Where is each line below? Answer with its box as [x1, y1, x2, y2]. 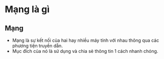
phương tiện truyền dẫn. [12, 43, 63, 49]
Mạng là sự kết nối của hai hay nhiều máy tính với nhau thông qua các [12, 37, 159, 43]
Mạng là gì [5, 4, 50, 15]
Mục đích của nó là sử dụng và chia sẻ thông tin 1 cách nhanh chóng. [12, 48, 158, 54]
